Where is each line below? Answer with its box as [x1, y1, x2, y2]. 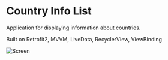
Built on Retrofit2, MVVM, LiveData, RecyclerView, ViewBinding [6, 35, 163, 43]
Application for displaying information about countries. [6, 24, 141, 31]
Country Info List [6, 4, 92, 18]
